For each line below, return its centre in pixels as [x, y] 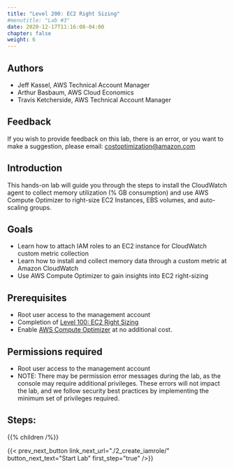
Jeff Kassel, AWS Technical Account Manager [83, 85]
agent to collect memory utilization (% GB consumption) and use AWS [108, 192]
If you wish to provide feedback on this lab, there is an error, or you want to [115, 139]
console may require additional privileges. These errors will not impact [118, 383]
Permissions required [55, 352]
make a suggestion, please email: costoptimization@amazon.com [101, 146]
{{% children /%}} [33, 437]
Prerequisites [37, 298]
